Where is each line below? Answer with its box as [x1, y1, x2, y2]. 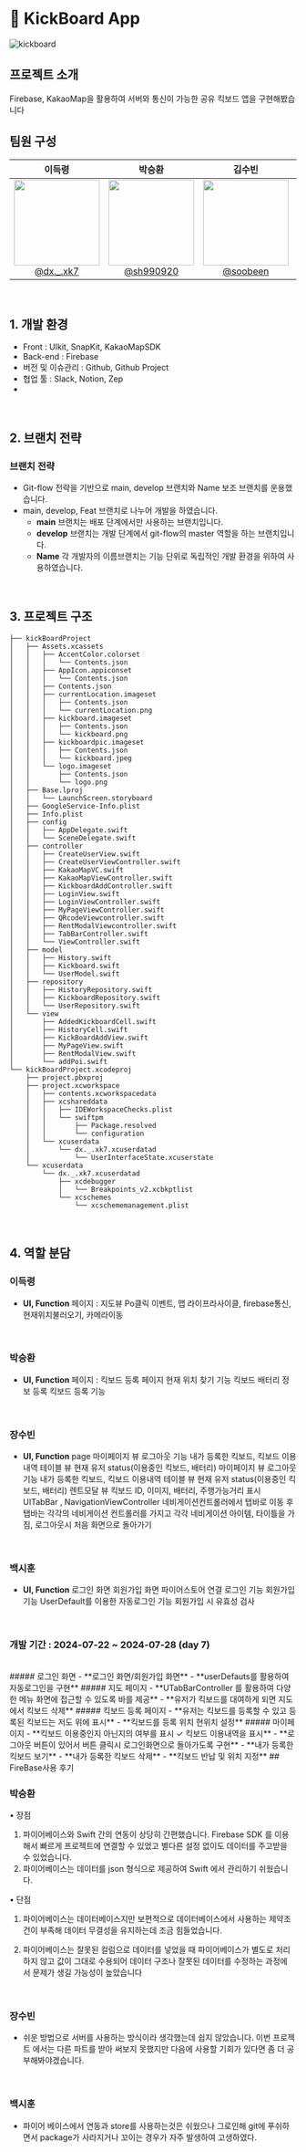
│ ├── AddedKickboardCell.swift [9, 1017, 157, 1026]
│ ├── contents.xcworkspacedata [25, 1089, 157, 1098]
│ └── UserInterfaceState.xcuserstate [25, 1153, 214, 1162]
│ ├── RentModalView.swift [9, 1049, 137, 1058]
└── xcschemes [57, 1193, 112, 1202]
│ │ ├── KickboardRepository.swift [9, 993, 161, 1002]
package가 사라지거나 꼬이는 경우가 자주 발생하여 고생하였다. [39, 2131, 258, 2143]
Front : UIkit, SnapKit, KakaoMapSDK [22, 341, 161, 352]
